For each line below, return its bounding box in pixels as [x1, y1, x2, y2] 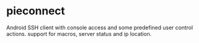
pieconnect [6, 4, 65, 18]
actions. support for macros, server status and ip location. [6, 30, 152, 37]
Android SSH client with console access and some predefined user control [6, 24, 194, 31]
